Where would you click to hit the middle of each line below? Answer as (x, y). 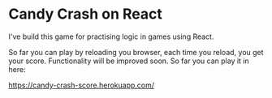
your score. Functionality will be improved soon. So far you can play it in (129, 61)
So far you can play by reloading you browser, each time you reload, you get (136, 52)
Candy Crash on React (85, 14)
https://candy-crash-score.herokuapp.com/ (82, 85)
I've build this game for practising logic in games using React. (111, 36)
